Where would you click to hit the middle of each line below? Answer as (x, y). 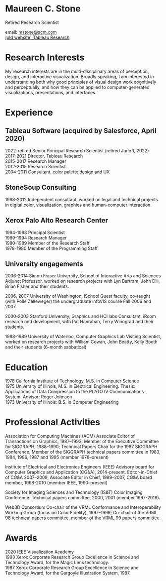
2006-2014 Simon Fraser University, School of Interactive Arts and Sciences (83, 276)
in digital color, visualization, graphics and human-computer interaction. (79, 205)
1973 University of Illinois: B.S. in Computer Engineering (62, 402)
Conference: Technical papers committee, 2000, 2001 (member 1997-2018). (83, 498)
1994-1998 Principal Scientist (35, 232)
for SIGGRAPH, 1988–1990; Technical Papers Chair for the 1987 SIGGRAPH (81, 447)
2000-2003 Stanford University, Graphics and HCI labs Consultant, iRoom (81, 316)
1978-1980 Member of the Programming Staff (52, 248)
